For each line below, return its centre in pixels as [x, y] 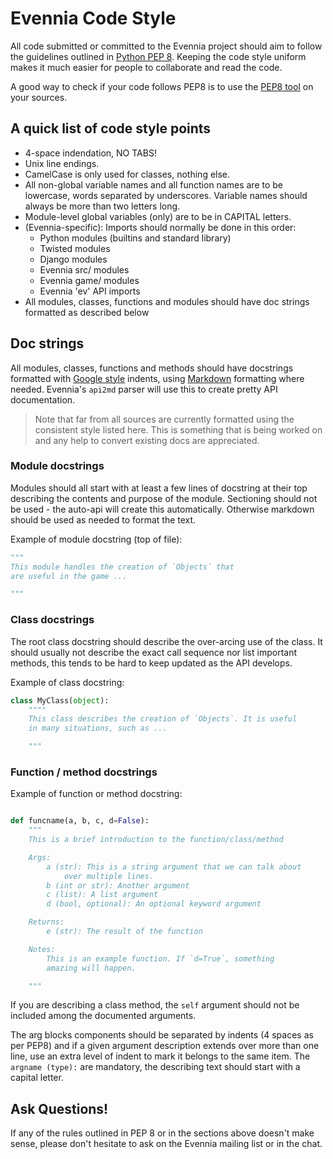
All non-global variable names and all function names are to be [154, 184]
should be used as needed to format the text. [103, 519]
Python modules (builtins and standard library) [135, 238]
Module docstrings [57, 466]
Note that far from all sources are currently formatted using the [164, 419]
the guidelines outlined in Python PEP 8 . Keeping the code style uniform [158, 56]
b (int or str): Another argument [118, 885]
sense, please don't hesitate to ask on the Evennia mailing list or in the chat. [166, 1144]
